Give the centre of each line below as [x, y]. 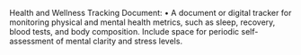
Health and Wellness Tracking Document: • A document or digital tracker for [150, 13]
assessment [31, 41]
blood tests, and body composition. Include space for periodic [124, 31]
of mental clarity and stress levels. [119, 41]
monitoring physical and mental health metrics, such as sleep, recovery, [142, 22]
